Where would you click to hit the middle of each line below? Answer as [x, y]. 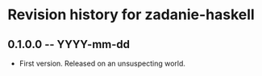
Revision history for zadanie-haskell [131, 15]
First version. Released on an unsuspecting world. [102, 63]
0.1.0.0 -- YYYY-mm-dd [69, 44]
